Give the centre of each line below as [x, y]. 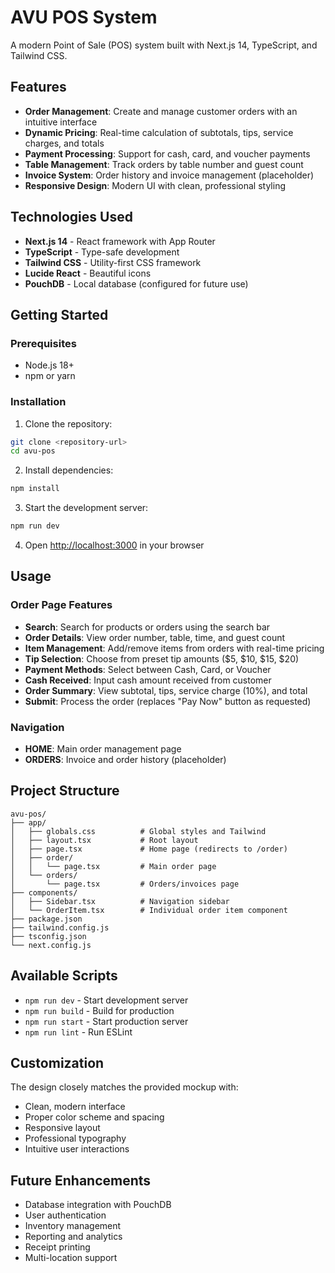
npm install [35, 489]
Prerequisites [43, 343]
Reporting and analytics [73, 1237]
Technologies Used [71, 217]
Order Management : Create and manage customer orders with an [161, 111]
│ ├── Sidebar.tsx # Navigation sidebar [120, 901]
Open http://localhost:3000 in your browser [114, 545]
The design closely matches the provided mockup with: [124, 1087]
